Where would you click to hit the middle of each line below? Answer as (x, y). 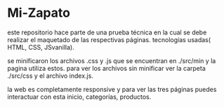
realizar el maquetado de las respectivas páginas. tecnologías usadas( (109, 39)
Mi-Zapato (39, 13)
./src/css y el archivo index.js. (50, 76)
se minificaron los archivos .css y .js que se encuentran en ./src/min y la (112, 60)
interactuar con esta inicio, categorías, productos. (79, 97)
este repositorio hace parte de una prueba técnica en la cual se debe (107, 32)
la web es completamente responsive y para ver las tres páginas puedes (112, 89)
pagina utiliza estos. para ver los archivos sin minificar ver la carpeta (106, 68)
